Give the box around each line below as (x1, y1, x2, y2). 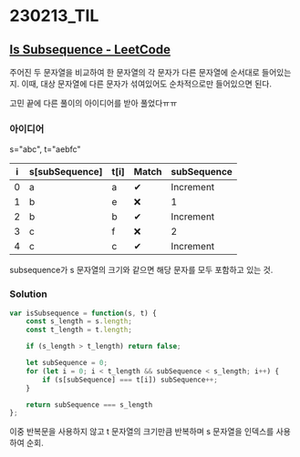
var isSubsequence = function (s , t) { (9, 309, 157, 318)
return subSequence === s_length (26, 400, 153, 410)
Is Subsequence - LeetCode (9, 42, 171, 57)
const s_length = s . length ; (26, 317, 132, 326)
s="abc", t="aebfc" (9, 144, 81, 155)
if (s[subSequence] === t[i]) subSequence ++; (42, 375, 219, 384)
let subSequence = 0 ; (26, 359, 108, 368)
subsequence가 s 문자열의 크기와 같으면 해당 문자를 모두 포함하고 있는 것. (9, 265, 274, 276)
